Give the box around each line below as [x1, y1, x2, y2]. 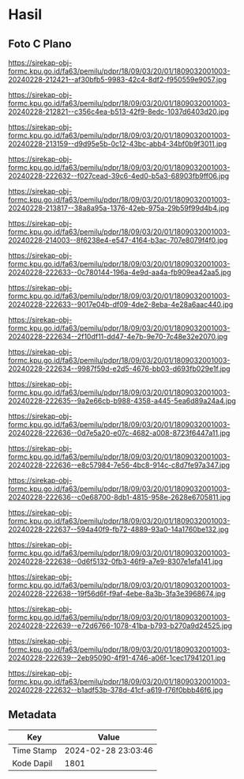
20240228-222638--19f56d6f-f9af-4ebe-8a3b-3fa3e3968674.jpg [8, 589, 227, 598]
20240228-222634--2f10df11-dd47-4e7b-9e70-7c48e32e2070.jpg [8, 332, 227, 341]
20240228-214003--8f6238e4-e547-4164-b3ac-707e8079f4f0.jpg [8, 236, 228, 244]
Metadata [8, 708, 57, 721]
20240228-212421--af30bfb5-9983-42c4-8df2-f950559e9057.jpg [8, 75, 227, 84]
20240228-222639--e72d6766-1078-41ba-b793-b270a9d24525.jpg [8, 621, 233, 630]
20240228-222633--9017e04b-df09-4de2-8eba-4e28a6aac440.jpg [8, 300, 234, 309]
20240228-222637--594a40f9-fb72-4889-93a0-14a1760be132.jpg [8, 524, 229, 534]
